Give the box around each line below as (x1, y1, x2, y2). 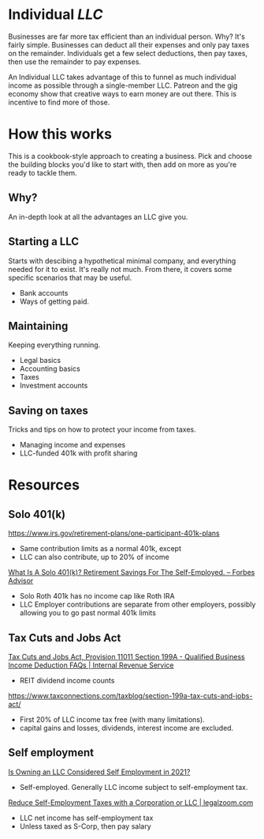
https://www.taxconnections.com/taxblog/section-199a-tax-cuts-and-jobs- (8, 690, 253, 701)
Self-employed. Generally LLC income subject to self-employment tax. (19, 782, 248, 792)
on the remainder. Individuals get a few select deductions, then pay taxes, (8, 48, 248, 58)
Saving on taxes (8, 403, 89, 417)
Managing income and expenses (19, 440, 126, 450)
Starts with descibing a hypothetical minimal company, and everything (8, 255, 236, 266)
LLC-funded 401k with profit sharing (19, 448, 138, 458)
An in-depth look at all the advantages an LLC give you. (8, 212, 188, 221)
